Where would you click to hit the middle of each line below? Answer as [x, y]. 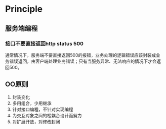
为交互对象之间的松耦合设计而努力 [47, 115]
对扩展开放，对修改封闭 [36, 122]
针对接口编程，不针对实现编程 [42, 109]
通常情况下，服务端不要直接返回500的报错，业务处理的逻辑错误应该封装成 [81, 55]
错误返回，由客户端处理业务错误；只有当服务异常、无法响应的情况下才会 [83, 61]
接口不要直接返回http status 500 [44, 44]
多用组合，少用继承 [32, 103]
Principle [24, 9]
